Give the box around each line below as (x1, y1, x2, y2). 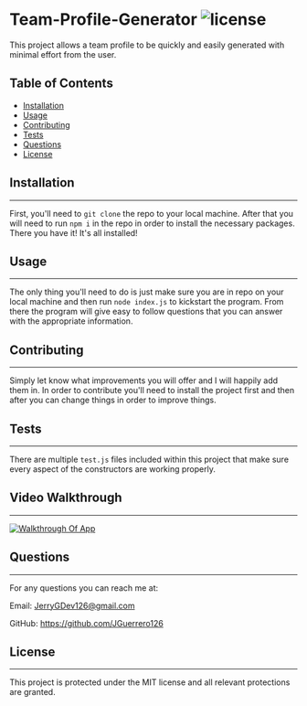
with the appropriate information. (9, 316, 133, 326)
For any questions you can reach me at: (9, 582, 159, 594)
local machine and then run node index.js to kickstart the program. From (9, 296, 284, 307)
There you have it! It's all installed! (9, 227, 139, 238)
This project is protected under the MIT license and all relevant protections (9, 677, 291, 688)
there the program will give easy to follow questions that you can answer (9, 306, 283, 317)
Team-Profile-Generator (9, 9, 198, 30)
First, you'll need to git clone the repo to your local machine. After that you (9, 208, 294, 219)
